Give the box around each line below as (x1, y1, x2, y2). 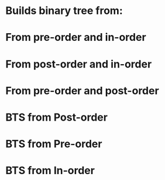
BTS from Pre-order (5, 137, 102, 151)
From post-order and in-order (5, 57, 152, 70)
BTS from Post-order (5, 111, 108, 123)
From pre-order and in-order (5, 31, 147, 44)
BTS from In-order (5, 164, 95, 177)
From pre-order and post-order (5, 84, 159, 97)
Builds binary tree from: (5, 4, 123, 17)
